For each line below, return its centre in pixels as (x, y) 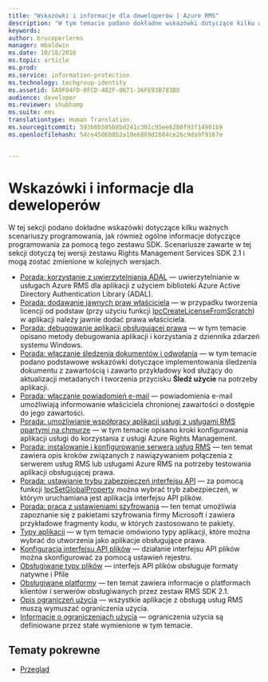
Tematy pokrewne (55, 650)
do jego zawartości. (52, 413)
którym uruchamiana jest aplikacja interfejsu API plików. (111, 497)
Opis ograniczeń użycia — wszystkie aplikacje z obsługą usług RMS (131, 600)
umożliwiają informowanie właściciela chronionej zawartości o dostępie (137, 404)
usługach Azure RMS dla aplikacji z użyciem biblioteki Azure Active (130, 285)
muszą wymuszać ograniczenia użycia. (84, 608)
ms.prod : (23, 68)
